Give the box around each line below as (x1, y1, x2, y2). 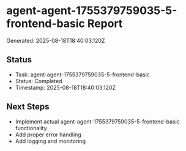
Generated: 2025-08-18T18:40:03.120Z (6, 37, 105, 44)
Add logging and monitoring (15, 137, 86, 144)
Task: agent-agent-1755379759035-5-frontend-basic (15, 71, 150, 78)
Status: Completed (15, 77, 62, 84)
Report (87, 17, 123, 31)
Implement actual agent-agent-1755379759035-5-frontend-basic (15, 117, 180, 125)
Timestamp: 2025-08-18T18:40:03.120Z (15, 84, 116, 91)
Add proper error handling (15, 131, 81, 138)
